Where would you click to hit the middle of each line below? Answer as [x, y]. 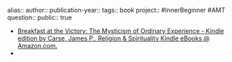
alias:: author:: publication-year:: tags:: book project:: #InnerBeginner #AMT [116, 10]
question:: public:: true [39, 17]
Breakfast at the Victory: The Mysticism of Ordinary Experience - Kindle [121, 31]
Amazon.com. [37, 46]
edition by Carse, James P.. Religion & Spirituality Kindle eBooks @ [113, 38]
